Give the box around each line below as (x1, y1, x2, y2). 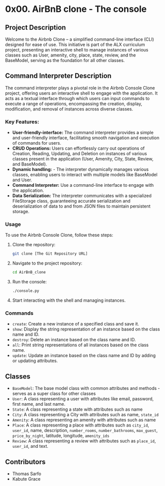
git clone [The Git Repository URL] (12, 251, 88, 256)
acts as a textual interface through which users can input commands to (5, 95, 150, 101)
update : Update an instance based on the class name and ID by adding (12, 353, 156, 359)
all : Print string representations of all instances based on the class (12, 342, 149, 348)
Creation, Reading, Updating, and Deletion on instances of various (12, 151, 147, 157)
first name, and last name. (12, 401, 66, 407)
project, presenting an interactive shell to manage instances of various (5, 47, 149, 53)
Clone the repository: (12, 242, 56, 248)
